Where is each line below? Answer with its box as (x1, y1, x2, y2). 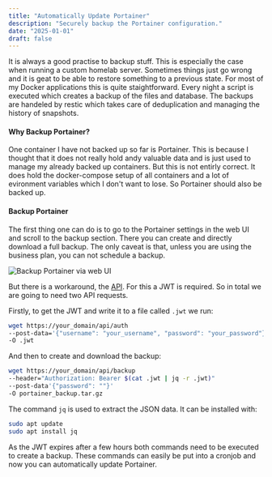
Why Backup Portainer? (8, 126, 91, 136)
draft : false (8, 34, 53, 43)
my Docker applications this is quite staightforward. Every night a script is (8, 83, 254, 92)
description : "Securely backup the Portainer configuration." (8, 19, 223, 28)
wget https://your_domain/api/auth (8, 322, 129, 330)
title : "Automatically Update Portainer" (8, 11, 151, 20)
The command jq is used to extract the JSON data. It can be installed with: (8, 404, 257, 414)
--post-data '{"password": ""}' (8, 382, 114, 390)
